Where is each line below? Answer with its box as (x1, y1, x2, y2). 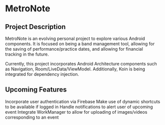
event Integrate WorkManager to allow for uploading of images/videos (5, 109, 148, 115)
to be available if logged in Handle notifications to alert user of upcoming (5, 104, 153, 110)
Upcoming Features (5, 86, 67, 94)
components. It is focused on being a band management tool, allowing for (5, 41, 155, 47)
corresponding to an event (5, 114, 59, 120)
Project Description (5, 23, 66, 31)
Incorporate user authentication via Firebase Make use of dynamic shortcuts (5, 98, 161, 104)
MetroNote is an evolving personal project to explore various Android (5, 35, 145, 41)
